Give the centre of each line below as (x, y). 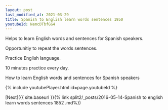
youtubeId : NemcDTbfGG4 (30, 24)
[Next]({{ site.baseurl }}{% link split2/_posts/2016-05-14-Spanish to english (84, 97)
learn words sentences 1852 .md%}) (43, 103)
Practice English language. (33, 58)
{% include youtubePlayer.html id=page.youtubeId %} (61, 88)
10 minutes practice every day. (37, 68)
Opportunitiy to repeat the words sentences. (51, 48)
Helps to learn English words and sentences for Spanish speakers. (74, 39)
